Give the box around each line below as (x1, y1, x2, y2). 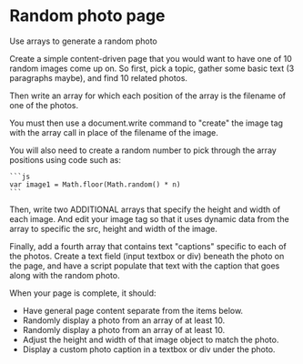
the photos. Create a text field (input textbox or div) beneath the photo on (9, 250, 285, 261)
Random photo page (9, 5, 166, 26)
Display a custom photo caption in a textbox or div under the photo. (22, 343, 276, 355)
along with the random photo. (9, 269, 120, 280)
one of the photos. (9, 99, 79, 110)
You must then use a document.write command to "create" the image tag (9, 117, 284, 128)
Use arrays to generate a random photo (9, 35, 157, 46)
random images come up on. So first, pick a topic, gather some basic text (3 (9, 63, 295, 74)
